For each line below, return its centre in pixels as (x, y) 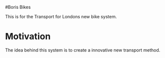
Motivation (28, 37)
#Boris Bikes (18, 7)
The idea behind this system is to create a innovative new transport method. (83, 50)
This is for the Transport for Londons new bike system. (61, 16)
